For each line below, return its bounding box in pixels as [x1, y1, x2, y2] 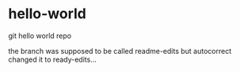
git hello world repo [8, 31, 72, 40]
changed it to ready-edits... [8, 55, 97, 64]
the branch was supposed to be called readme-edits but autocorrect [8, 46, 232, 55]
